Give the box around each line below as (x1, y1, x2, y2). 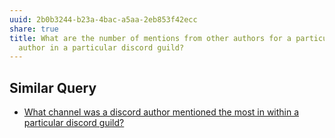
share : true (9, 24, 59, 34)
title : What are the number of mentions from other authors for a (9, 33, 292, 43)
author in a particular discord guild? (18, 42, 185, 53)
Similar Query (9, 79, 97, 96)
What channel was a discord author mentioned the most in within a (23, 106, 300, 118)
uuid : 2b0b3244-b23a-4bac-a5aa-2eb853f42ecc (9, 14, 198, 25)
